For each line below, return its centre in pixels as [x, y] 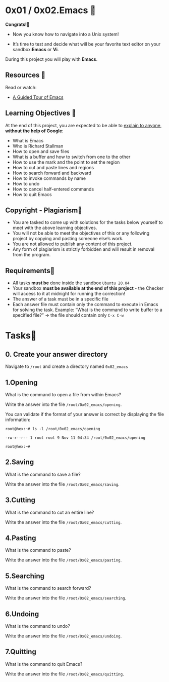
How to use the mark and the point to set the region [66, 162]
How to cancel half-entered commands [53, 189]
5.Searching [25, 576]
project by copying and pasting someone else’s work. [68, 239]
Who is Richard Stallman [38, 146]
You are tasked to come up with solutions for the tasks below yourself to [88, 222]
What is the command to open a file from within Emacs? [63, 394]
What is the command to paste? [38, 550]
